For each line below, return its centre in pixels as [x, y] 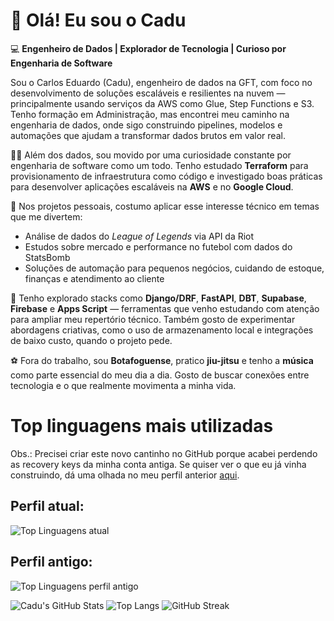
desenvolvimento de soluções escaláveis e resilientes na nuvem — [148, 93]
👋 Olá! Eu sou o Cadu [98, 20]
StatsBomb [47, 257]
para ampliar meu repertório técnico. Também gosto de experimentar [153, 319]
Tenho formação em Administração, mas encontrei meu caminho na [150, 114]
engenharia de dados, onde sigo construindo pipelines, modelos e [146, 125]
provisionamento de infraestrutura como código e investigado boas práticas [166, 176]
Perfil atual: [47, 506]
